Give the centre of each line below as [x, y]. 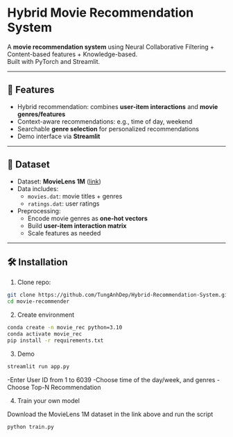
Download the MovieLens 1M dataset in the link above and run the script [110, 414]
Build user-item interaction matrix [77, 225]
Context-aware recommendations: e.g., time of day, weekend [105, 121]
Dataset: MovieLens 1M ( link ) [59, 181]
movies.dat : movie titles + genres [75, 196]
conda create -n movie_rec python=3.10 [65, 328]
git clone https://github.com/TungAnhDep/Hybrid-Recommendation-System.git [119, 295]
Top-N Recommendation [66, 387]
